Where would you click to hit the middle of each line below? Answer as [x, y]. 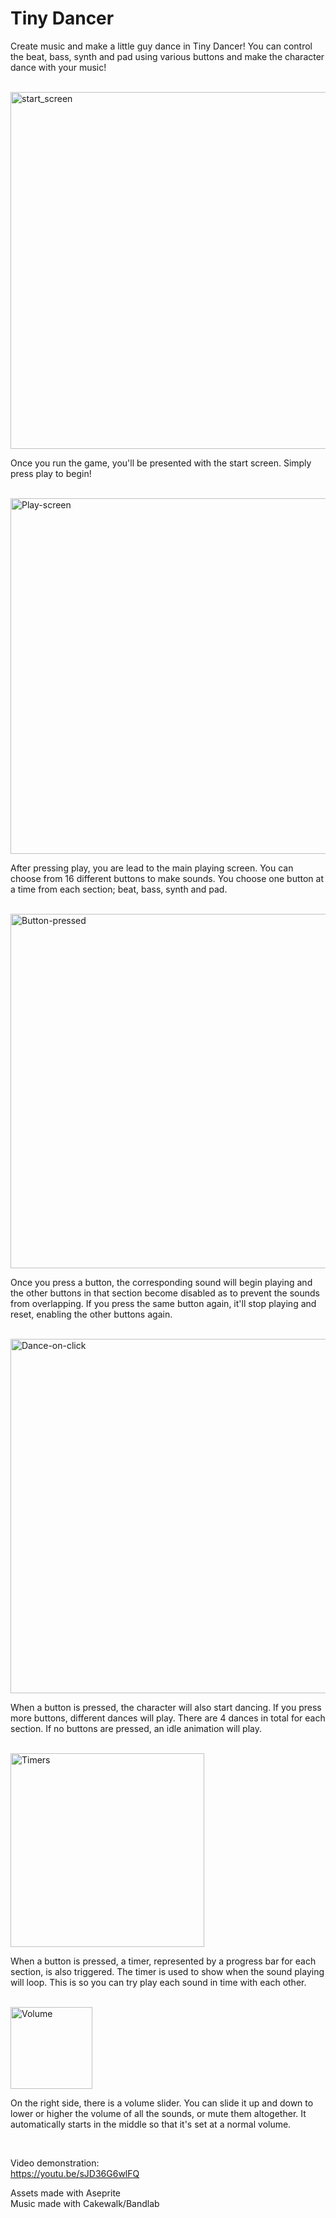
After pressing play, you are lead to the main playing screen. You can [152, 868]
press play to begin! [51, 473]
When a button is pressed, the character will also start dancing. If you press [166, 1707]
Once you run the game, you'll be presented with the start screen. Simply [161, 463]
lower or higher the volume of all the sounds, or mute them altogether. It [158, 2113]
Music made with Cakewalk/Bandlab [85, 2203]
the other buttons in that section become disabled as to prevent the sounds [165, 1293]
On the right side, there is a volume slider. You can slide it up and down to [162, 2103]
